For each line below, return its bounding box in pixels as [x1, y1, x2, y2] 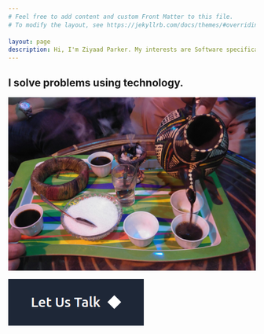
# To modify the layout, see [8, 20, 104, 29]
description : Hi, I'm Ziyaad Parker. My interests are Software [8, 46, 223, 54]
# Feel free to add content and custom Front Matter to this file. [8, 13, 234, 20]
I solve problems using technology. [8, 75, 184, 90]
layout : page [8, 38, 51, 46]
